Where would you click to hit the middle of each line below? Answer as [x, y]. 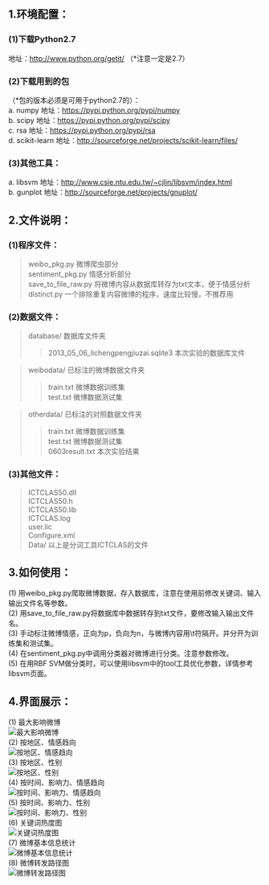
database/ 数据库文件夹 [67, 336]
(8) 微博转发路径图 [39, 863]
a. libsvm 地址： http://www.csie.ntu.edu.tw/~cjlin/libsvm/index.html [120, 182]
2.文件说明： [40, 220]
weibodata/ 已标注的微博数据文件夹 [86, 370]
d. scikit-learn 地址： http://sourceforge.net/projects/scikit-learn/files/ [123, 140]
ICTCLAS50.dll [52, 492]
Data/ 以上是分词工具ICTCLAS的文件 [88, 544]
